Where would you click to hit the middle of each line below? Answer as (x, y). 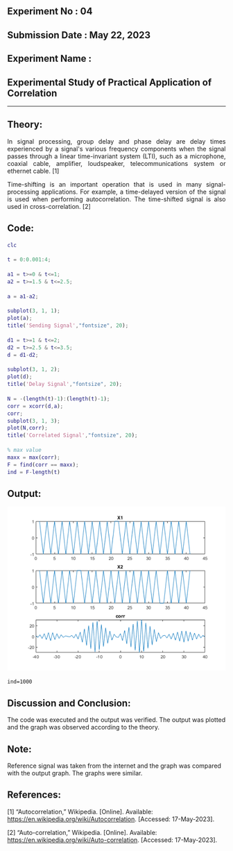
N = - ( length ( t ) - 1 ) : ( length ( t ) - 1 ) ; (59, 398)
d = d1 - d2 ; (23, 355)
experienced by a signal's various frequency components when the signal (116, 149)
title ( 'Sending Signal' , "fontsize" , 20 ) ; (68, 326)
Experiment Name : (50, 59)
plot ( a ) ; (20, 319)
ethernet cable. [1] (33, 171)
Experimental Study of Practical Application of (110, 82)
